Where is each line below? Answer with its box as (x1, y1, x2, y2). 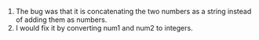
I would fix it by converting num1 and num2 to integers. (15, 24, 194, 32)
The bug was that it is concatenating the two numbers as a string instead (15, 7, 252, 16)
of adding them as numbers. (15, 15, 108, 24)
